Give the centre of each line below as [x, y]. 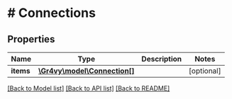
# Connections [51, 13]
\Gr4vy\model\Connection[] [86, 71]
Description [162, 59]
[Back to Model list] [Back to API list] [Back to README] [89, 88]
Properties [31, 39]
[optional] [205, 71]
